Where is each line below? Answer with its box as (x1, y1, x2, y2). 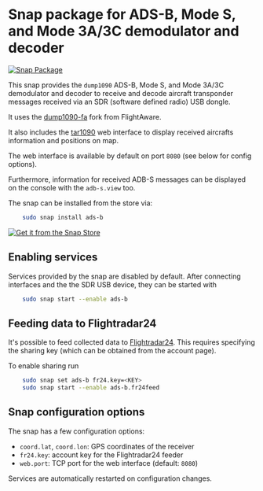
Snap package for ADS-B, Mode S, (8, 6, 236, 24)
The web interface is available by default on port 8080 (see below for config (8, 151, 252, 161)
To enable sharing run (8, 361, 79, 371)
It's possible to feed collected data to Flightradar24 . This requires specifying (8, 338, 255, 347)
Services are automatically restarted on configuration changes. (8, 474, 212, 483)
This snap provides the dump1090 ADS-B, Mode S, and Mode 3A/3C (8, 80, 225, 90)
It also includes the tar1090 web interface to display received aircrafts (8, 127, 234, 137)
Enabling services (8, 250, 98, 264)
